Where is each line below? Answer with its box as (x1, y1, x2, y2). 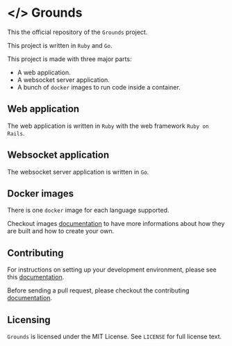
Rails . (7, 129, 25, 137)
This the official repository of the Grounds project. (7, 28, 148, 36)
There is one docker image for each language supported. (7, 206, 169, 215)
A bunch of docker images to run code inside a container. (17, 83, 181, 91)
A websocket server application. (17, 75, 110, 84)
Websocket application (7, 149, 110, 161)
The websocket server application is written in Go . (7, 167, 149, 176)
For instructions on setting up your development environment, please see (7, 265, 217, 274)
